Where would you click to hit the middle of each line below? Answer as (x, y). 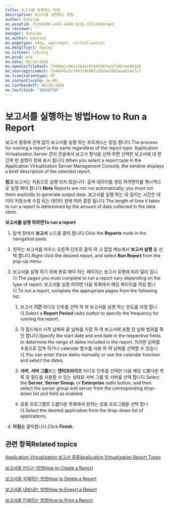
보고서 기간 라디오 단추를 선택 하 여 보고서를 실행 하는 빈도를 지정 (84, 307)
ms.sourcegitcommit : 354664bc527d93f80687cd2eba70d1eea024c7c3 (73, 71)
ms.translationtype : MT (30, 76)
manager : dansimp (23, 33)
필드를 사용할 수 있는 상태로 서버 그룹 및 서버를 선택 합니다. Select (95, 377)
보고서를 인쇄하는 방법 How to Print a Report (49, 500)
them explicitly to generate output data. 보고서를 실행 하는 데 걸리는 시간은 (80, 194)
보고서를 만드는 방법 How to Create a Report (49, 468)
